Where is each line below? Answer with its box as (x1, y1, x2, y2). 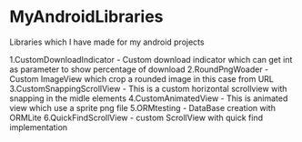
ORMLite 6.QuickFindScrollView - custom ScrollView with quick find (9, 112, 264, 123)
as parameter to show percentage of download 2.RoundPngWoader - (9, 64, 269, 75)
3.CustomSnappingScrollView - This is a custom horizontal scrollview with (9, 83, 287, 94)
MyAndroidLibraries (9, 6, 164, 27)
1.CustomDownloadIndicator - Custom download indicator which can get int (9, 54, 293, 65)
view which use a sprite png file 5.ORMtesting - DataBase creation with (9, 102, 276, 113)
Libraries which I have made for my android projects (9, 36, 205, 47)
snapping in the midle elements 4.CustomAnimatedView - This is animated (9, 93, 288, 104)
